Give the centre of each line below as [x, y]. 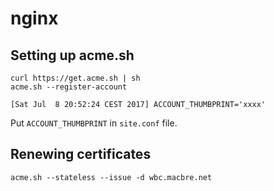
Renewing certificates [81, 154]
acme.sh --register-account [69, 87]
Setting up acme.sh [72, 55]
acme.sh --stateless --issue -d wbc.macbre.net [111, 177]
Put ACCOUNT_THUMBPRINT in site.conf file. [94, 123]
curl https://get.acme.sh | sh [75, 78]
